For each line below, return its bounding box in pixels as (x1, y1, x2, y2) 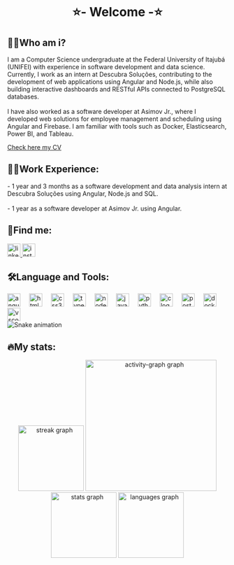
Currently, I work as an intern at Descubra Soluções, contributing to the (7, 70, 212, 78)
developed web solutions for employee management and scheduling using (7, 115, 222, 123)
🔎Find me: (7, 224, 52, 236)
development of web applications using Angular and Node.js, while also (7, 78, 213, 86)
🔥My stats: (7, 341, 56, 352)
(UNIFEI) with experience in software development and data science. (7, 63, 205, 71)
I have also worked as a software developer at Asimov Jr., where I (7, 108, 197, 115)
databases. (7, 92, 40, 101)
